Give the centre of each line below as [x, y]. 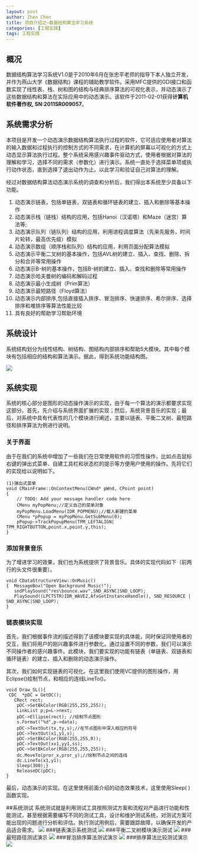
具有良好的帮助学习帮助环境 [48, 313]
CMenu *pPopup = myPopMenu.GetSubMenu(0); [70, 516]
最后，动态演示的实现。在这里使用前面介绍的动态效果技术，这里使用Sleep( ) [98, 788]
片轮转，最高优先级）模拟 [46, 239]
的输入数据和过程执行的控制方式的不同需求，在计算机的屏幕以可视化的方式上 [99, 147]
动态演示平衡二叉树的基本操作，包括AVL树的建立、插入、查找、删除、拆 [102, 254]
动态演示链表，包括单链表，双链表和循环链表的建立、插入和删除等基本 [100, 202]
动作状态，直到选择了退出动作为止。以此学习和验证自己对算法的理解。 [96, 169]
